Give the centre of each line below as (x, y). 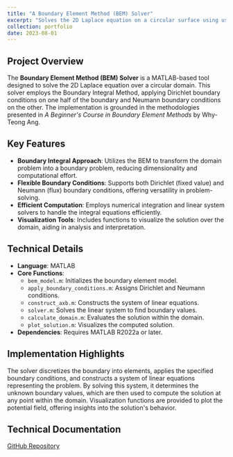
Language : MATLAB (46, 265)
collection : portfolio (40, 26)
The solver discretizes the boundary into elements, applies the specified (110, 371)
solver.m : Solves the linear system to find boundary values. (112, 310)
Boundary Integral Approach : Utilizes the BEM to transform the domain (119, 160)
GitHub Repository (34, 446)
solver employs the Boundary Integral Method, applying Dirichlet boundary (114, 93)
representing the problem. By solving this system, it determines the (103, 385)
